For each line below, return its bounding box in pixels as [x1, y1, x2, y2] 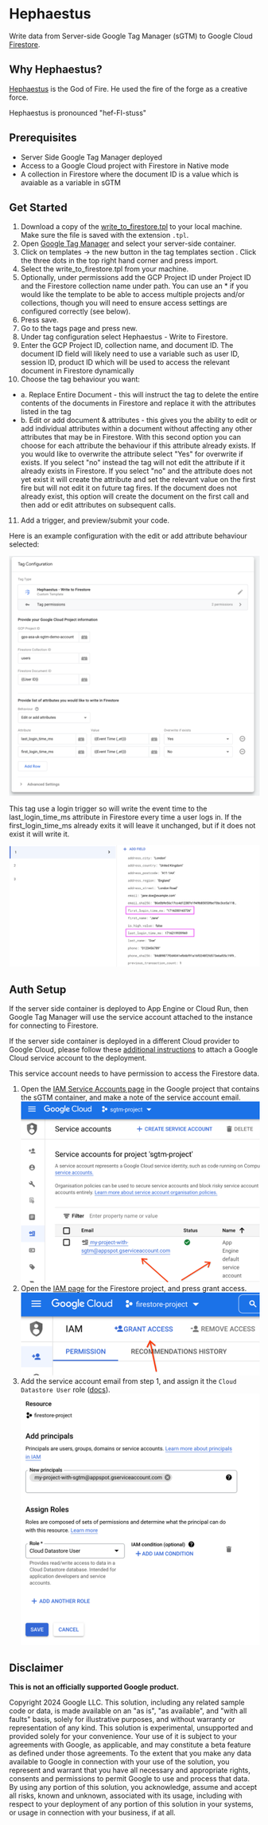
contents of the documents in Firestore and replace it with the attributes [20, 398, 257, 408]
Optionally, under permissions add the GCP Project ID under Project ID [20, 273, 251, 282]
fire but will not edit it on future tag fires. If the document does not [20, 484, 238, 493]
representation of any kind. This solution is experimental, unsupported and [9, 1723, 254, 1732]
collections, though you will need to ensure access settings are [20, 298, 227, 308]
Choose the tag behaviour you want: [20, 374, 140, 384]
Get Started [9, 200, 68, 214]
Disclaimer [9, 1661, 64, 1674]
